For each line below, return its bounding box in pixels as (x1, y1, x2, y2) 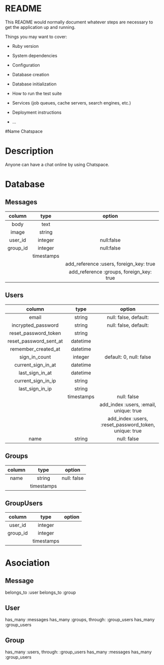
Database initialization (12, 81, 57, 87)
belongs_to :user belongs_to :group (5, 589, 76, 596)
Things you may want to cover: (5, 34, 67, 40)
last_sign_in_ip (19, 385, 52, 392)
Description (5, 145, 54, 157)
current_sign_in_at (14, 361, 56, 368)
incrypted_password (11, 322, 59, 329)
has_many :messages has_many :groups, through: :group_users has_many (5, 617, 155, 623)
